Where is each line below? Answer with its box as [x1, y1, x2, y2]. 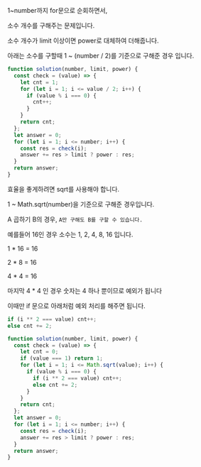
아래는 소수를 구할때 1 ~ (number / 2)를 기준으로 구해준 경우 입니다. [7, 52, 195, 60]
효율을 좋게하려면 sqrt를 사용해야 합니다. [7, 185, 119, 193]
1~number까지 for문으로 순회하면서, [7, 6, 108, 14]
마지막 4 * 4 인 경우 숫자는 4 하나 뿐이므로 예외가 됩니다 [7, 286, 162, 295]
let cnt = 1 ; [20, 79, 59, 86]
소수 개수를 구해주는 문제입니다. [7, 21, 95, 30]
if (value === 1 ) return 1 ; [20, 355, 103, 362]
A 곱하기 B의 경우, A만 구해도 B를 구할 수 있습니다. [7, 215, 143, 224]
